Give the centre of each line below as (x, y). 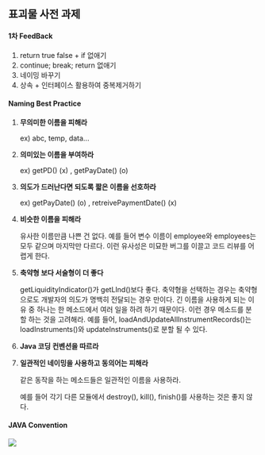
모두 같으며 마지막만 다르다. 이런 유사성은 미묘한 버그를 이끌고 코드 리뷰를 (133, 245)
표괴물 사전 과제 (44, 14)
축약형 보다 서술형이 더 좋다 (61, 272)
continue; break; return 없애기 (68, 65)
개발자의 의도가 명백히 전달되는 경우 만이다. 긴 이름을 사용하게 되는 (144, 299)
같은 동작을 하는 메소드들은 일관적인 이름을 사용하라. (100, 380)
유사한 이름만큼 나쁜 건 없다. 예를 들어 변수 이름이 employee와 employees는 (138, 236)
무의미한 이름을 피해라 (54, 122)
